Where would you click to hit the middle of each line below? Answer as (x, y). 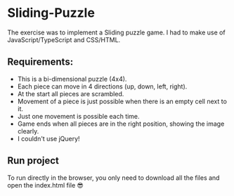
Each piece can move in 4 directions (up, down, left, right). (102, 86)
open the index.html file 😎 (46, 185)
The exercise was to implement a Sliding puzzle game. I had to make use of (117, 32)
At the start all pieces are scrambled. (71, 93)
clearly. (28, 131)
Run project (33, 161)
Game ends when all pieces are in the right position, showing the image (121, 124)
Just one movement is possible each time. (78, 116)
